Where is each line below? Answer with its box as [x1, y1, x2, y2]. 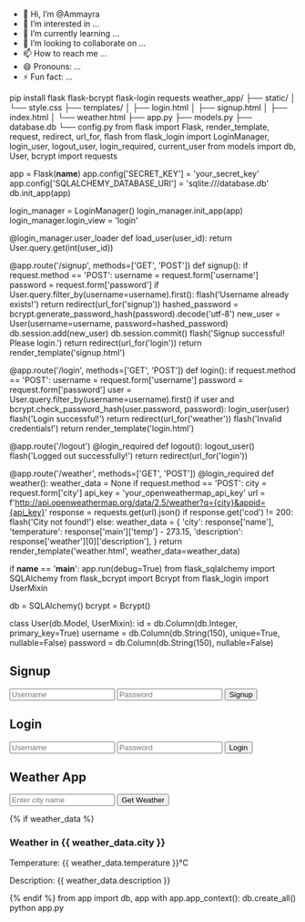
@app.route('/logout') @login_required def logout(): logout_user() [9, 440, 255, 451]
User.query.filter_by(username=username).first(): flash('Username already [9, 289, 290, 300]
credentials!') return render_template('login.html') [9, 423, 195, 433]
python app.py [9, 902, 65, 913]
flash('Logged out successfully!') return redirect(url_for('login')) [9, 451, 249, 461]
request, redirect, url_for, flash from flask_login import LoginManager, [9, 131, 270, 141]
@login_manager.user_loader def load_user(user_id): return [9, 233, 233, 243]
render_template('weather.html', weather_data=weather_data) [9, 545, 241, 556]
